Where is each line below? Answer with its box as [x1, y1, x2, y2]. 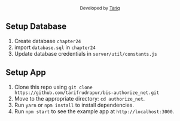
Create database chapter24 [14, 37, 81, 44]
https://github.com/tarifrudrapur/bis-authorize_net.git [14, 89, 160, 96]
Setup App [5, 68, 46, 78]
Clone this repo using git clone [14, 83, 93, 90]
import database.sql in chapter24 [14, 44, 96, 51]
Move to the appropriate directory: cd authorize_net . [14, 95, 145, 102]
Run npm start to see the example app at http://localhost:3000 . [14, 107, 175, 115]
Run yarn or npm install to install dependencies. [14, 101, 134, 108]
